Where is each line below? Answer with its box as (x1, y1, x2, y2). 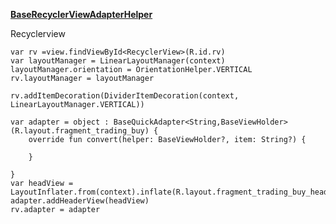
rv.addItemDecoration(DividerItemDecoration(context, (10, 91, 240, 101)
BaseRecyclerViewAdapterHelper (10, 9, 153, 20)
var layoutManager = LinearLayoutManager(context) (10, 56, 226, 66)
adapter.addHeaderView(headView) (10, 196, 150, 206)
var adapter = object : (10, 117, 110, 127)
